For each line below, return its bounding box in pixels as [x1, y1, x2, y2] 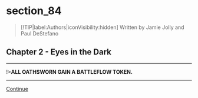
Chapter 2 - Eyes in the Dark [6, 47, 112, 57]
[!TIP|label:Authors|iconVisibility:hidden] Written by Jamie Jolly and [20, 24, 184, 31]
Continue [6, 85, 28, 92]
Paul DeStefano [20, 30, 59, 37]
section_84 [6, 4, 62, 18]
